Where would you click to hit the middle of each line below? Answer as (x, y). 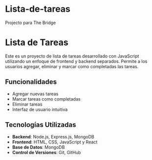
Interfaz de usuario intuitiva (40, 109)
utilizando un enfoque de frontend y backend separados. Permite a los (76, 61)
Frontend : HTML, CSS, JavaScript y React (55, 142)
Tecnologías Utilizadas (41, 125)
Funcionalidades (31, 82)
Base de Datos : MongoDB (38, 147)
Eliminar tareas (27, 104)
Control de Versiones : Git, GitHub (46, 152)
